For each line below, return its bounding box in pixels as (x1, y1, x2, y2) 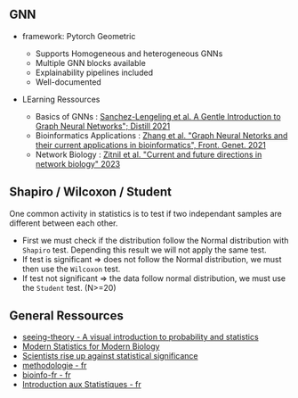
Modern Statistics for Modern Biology (21, 341, 160, 352)
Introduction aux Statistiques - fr (21, 379, 141, 390)
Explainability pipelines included (35, 67, 154, 78)
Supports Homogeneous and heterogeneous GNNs (35, 48, 223, 59)
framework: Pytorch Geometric (21, 30, 136, 41)
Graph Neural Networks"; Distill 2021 (35, 120, 171, 131)
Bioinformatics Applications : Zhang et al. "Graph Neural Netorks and (35, 129, 288, 141)
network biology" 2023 (35, 158, 121, 169)
